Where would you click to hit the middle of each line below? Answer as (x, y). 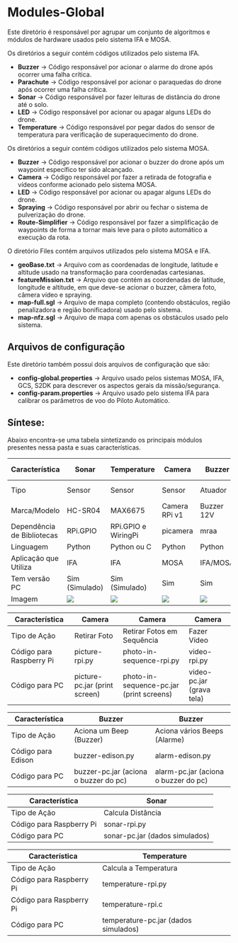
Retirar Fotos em (150, 631)
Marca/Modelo (35, 510)
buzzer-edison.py (104, 755)
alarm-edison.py (183, 755)
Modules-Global (56, 12)
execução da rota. (44, 237)
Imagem (24, 599)
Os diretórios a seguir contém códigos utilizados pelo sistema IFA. (104, 53)
